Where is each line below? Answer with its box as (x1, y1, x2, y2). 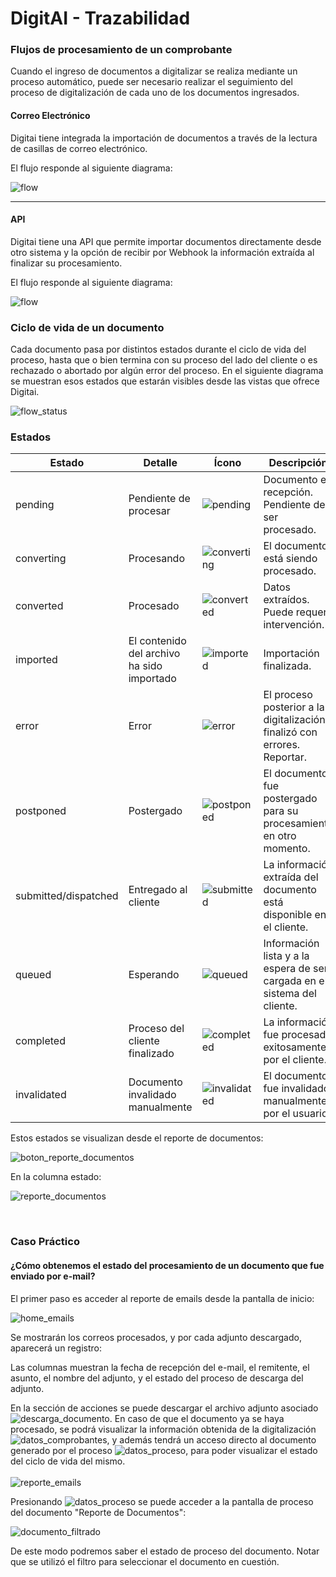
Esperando (128, 968, 180, 982)
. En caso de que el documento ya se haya (109, 1412, 285, 1424)
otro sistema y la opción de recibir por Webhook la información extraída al (10, 246, 315, 258)
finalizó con (263, 725, 318, 739)
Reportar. (263, 750, 308, 764)
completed (15, 1034, 66, 1048)
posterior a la (263, 700, 325, 714)
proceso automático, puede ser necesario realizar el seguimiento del (10, 76, 293, 88)
